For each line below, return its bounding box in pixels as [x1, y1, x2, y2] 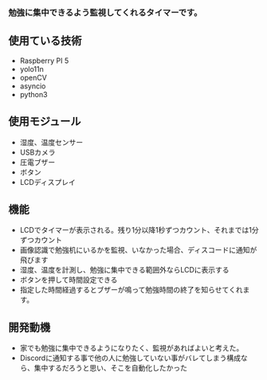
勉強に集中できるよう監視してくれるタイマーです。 [8, 6, 202, 18]
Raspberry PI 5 [19, 56, 69, 65]
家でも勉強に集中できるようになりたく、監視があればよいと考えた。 [19, 343, 244, 353]
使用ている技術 [8, 34, 82, 48]
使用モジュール [8, 115, 81, 128]
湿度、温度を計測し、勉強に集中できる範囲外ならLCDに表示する [19, 265, 230, 275]
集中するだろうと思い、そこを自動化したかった [33, 363, 187, 373]
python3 [19, 89, 48, 99]
